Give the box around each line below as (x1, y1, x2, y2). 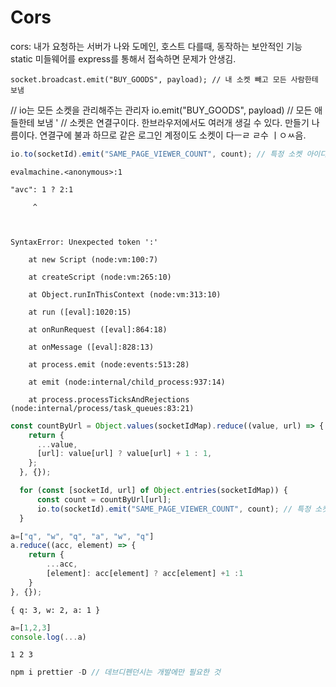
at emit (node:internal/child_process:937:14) (28, 377, 226, 387)
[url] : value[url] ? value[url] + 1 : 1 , (36, 449, 213, 459)
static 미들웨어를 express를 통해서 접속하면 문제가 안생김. (10, 52, 237, 65)
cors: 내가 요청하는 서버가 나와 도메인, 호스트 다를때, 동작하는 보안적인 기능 (10, 40, 303, 52)
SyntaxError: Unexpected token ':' (10, 237, 159, 247)
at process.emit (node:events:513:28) (28, 359, 190, 370)
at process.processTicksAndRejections (28, 394, 190, 405)
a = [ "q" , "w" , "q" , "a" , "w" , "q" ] (10, 531, 155, 541)
